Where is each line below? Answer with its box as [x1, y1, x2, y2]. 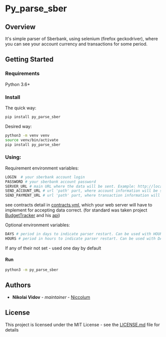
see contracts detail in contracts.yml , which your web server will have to [5, 202, 152, 208]
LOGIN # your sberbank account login [5, 174, 85, 179]
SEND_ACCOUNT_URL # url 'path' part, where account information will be [5, 188, 158, 193]
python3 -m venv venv [5, 133, 50, 138]
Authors [5, 281, 31, 290]
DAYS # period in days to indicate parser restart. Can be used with [5, 232, 152, 237]
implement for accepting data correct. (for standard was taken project [5, 207, 147, 213]
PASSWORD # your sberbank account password [5, 179, 96, 184]
